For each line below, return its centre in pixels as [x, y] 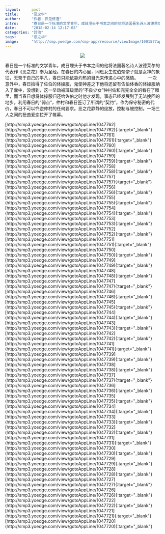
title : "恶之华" [26, 14]
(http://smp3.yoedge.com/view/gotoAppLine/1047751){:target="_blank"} [78, 244]
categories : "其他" [24, 32]
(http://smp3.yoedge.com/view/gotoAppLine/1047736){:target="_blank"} [79, 391]
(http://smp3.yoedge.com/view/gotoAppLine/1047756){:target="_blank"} [79, 192]
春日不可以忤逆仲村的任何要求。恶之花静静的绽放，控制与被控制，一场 [84, 108]
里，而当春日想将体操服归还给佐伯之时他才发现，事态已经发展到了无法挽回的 [82, 96]
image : [12, 42]
